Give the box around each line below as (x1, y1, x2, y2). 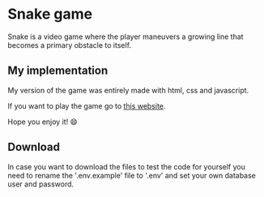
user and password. (7, 179, 75, 189)
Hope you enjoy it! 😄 (7, 117, 78, 126)
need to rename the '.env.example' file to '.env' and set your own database (7, 170, 257, 180)
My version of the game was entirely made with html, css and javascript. (7, 85, 249, 95)
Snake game (7, 5, 93, 24)
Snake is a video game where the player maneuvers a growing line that (7, 32, 244, 41)
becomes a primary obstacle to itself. (7, 40, 131, 49)
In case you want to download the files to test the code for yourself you (7, 161, 246, 171)
